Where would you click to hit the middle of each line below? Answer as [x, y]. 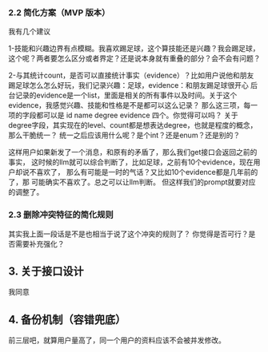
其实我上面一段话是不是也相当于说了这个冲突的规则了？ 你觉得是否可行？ [128, 234]
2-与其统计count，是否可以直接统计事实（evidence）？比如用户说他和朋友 [131, 75]
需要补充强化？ [40, 243]
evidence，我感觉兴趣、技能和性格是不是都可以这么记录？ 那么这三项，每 [130, 105]
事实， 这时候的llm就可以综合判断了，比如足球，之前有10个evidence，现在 [131, 162]
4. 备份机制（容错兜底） [67, 320]
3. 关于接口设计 [46, 271]
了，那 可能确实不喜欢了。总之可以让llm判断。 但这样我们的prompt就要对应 [132, 182]
